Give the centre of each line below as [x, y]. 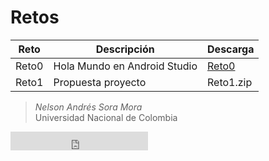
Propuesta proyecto [100, 82]
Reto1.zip [230, 82]
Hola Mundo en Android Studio [125, 66]
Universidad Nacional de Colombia [106, 117]
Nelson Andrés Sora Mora [88, 107]
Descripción [125, 49]
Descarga [231, 49]
